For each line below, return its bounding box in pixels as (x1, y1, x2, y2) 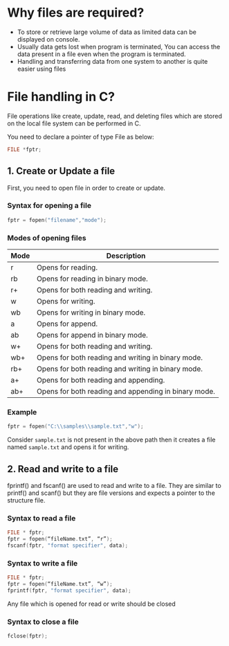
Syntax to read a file (7, 513, 76, 523)
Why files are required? (7, 5, 145, 21)
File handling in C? (7, 89, 116, 105)
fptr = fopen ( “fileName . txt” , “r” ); (7, 536, 113, 543)
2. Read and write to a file (7, 463, 119, 475)
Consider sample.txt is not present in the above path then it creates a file (7, 435, 216, 444)
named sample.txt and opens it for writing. (7, 443, 129, 451)
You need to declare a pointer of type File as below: (7, 132, 154, 141)
